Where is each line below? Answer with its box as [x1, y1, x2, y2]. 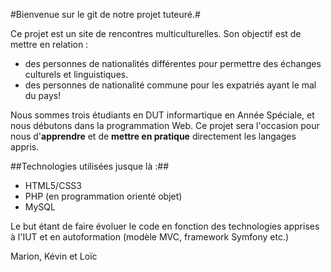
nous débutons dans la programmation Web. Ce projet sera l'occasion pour [10, 120, 320, 131]
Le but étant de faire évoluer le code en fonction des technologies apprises [10, 220, 320, 232]
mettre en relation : [10, 39, 89, 50]
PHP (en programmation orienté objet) [24, 190, 183, 202]
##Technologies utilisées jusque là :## [10, 160, 170, 172]
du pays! [24, 90, 62, 101]
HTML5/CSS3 [24, 180, 82, 191]
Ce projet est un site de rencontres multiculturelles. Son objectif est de [10, 28, 302, 39]
